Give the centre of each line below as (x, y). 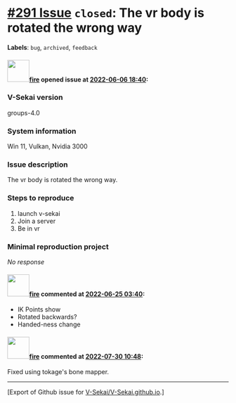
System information (42, 131)
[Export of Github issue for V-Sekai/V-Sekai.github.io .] (86, 392)
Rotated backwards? (47, 317)
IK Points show (39, 309)
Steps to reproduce (41, 198)
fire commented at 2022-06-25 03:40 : (87, 294)
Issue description (38, 165)
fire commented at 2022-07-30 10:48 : (86, 356)
